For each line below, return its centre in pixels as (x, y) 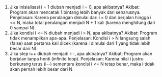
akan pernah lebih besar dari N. (41, 69)
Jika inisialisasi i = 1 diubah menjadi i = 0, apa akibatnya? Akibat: (75, 7)
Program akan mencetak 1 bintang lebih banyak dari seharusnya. (75, 12)
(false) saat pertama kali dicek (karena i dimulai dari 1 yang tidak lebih (80, 43)
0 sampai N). (23, 28)
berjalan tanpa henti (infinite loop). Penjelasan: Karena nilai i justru (77, 59)
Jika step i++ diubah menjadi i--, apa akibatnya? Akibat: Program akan (81, 54)
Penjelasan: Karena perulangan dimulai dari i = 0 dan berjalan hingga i (80, 17)
